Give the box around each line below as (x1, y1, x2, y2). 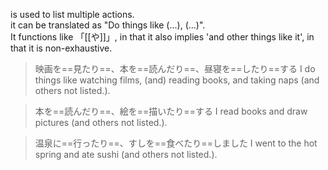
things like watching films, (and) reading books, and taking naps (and (34, 74, 320, 86)
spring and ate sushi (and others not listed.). (34, 149, 218, 160)
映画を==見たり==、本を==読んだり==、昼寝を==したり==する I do (34, 63, 316, 74)
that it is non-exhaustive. (10, 42, 113, 54)
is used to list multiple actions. (10, 9, 135, 20)
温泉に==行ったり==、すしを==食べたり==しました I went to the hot (34, 137, 318, 149)
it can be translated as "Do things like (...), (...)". (10, 19, 206, 31)
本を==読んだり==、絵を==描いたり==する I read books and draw (34, 105, 308, 117)
